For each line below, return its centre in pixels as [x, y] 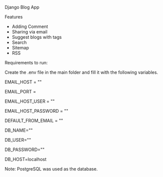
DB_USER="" [18, 140]
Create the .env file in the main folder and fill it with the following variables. [81, 72]
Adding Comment [30, 26]
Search [19, 42]
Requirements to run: [26, 63]
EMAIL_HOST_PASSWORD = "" [36, 111]
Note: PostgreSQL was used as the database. [51, 169]
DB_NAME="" [19, 130]
